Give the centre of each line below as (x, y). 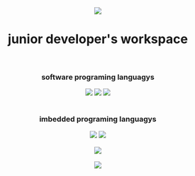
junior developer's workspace (98, 39)
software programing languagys (98, 77)
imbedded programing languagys (98, 119)
